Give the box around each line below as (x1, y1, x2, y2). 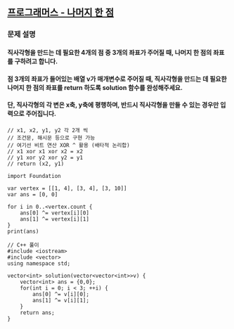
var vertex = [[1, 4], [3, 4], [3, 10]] (7, 185, 128, 192)
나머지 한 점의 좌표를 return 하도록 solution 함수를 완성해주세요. (7, 83, 183, 91)
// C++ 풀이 (7, 241, 39, 248)
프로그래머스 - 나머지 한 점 (7, 6, 115, 19)
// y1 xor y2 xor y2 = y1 (7, 154, 83, 161)
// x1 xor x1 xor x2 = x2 (7, 148, 83, 155)
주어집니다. (25, 110, 57, 118)
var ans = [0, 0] (7, 191, 58, 198)
